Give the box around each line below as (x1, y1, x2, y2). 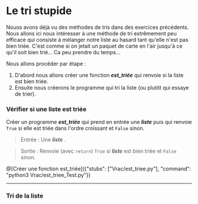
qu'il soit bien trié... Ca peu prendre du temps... (6, 48, 121, 55)
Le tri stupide (6, 4, 72, 18)
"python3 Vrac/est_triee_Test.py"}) (6, 172, 91, 179)
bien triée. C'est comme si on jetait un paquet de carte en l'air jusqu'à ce (6, 42, 183, 50)
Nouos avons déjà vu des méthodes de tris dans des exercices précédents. (6, 24, 189, 31)
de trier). (14, 90, 37, 97)
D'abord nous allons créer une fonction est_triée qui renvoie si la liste (14, 71, 184, 78)
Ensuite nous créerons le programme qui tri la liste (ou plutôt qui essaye (14, 84, 189, 91)
